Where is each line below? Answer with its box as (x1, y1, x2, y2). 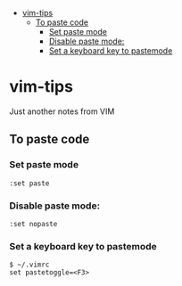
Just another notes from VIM (9, 106, 115, 117)
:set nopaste (9, 219, 58, 228)
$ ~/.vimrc (9, 260, 50, 270)
